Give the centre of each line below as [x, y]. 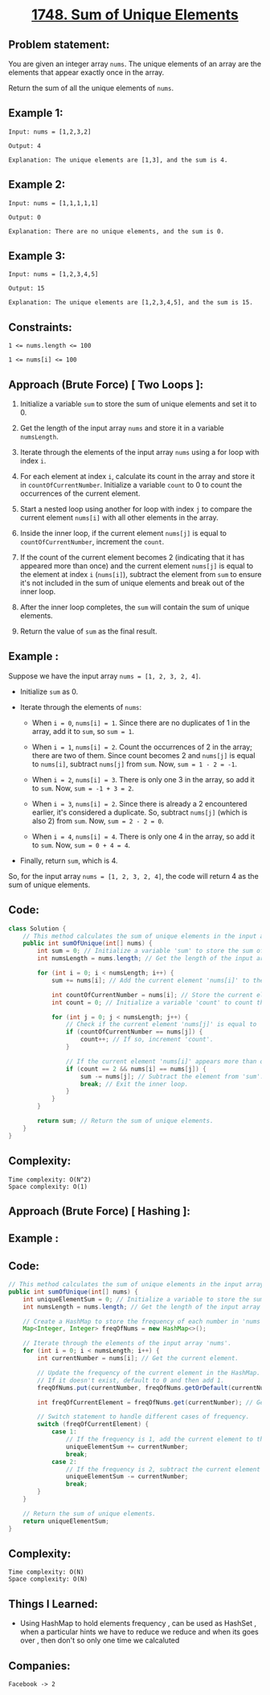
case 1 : [64, 1432]
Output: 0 [25, 217]
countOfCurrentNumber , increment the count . [92, 542]
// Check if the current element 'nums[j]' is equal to [161, 1025]
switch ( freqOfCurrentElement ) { [93, 1425]
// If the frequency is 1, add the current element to [159, 1439]
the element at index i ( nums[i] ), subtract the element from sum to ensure [141, 575]
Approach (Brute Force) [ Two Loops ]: [106, 384]
